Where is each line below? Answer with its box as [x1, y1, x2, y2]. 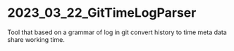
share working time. [7, 35, 66, 43]
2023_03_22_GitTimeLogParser [7, 5, 197, 21]
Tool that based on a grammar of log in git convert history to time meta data [7, 28, 227, 36]
